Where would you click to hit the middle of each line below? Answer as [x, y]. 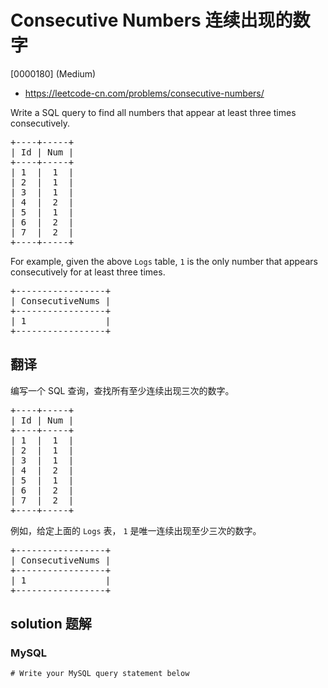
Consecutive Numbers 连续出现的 [151, 20]
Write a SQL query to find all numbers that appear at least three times [153, 112]
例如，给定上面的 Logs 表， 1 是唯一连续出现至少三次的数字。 [136, 530]
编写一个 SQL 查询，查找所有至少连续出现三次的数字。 [122, 390]
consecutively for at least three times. [88, 272]
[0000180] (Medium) [53, 73]
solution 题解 [51, 624]
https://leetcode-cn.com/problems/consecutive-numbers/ [144, 93]
